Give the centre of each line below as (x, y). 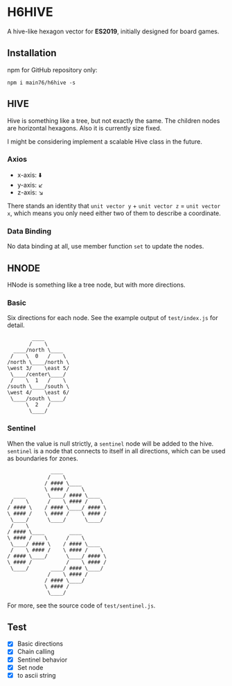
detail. (16, 325)
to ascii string (37, 675)
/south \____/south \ (38, 387)
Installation (32, 53)
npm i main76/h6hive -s (42, 83)
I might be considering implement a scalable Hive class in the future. (105, 141)
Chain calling (36, 652)
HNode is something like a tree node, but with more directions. (96, 285)
